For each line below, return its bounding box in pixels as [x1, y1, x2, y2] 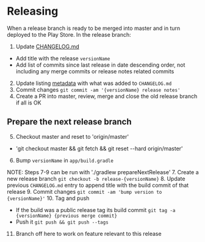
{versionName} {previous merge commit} [15, 213, 118, 219]
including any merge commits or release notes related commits [15, 67, 174, 75]
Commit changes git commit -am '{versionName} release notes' [15, 86, 181, 93]
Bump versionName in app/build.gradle [15, 156, 113, 164]
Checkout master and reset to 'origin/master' [15, 133, 129, 140]
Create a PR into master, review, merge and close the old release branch [15, 92, 198, 100]
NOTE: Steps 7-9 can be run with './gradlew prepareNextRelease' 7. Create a [7, 168, 199, 175]
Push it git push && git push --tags [15, 218, 109, 226]
